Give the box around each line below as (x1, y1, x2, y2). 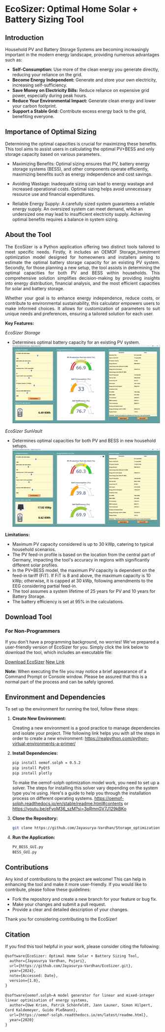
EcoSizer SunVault (5, 428, 43, 434)
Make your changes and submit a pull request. (12, 901, 107, 908)
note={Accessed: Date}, (9, 973, 58, 978)
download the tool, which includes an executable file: (5, 649, 113, 655)
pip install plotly (12, 771, 53, 776)
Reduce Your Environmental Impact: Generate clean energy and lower (12, 98, 156, 104)
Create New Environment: (12, 715, 66, 721)
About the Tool (5, 231, 52, 239)
